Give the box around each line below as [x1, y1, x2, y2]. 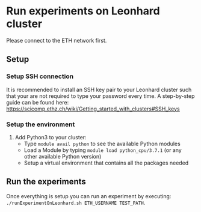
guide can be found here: [6, 98, 69, 106]
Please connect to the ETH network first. [6, 37, 107, 44]
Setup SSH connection [6, 72, 74, 80]
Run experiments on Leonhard [6, 4, 161, 18]
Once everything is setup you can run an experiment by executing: [6, 192, 172, 199]
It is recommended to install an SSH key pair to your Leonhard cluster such [6, 86, 192, 93]
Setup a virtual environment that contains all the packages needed [23, 159, 189, 166]
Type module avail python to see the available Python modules [23, 140, 181, 147]
